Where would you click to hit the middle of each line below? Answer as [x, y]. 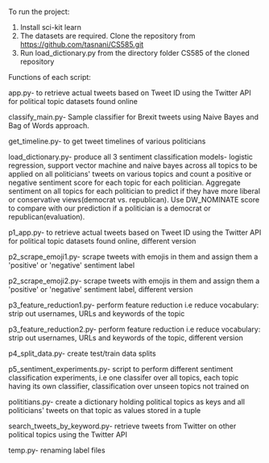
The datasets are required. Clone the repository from [108, 36]
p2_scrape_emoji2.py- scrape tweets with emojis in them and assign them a [134, 281]
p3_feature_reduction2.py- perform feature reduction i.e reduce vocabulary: [134, 329]
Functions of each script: [50, 77]
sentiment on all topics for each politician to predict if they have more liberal [134, 191]
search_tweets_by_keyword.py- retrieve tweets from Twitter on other [122, 426]
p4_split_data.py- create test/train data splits [82, 353]
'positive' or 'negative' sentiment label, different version [101, 289]
